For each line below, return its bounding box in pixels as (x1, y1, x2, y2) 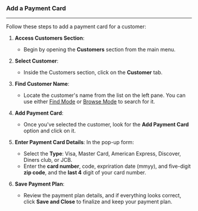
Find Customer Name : (14, 80, 70, 87)
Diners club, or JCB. (23, 157, 72, 164)
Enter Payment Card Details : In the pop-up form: (14, 139, 134, 146)
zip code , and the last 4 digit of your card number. (23, 169, 146, 176)
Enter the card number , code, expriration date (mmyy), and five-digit (23, 163, 191, 170)
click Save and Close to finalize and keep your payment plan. (23, 198, 173, 205)
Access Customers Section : (14, 34, 85, 42)
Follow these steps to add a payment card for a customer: (6, 23, 146, 30)
